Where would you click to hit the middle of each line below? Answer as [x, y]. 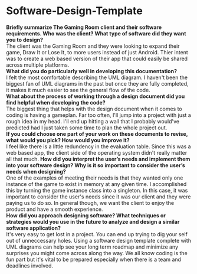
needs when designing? [36, 171]
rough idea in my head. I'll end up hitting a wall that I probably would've [93, 121]
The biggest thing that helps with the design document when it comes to [94, 109]
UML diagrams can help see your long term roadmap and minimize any [92, 247]
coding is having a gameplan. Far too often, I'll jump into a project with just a [99, 115]
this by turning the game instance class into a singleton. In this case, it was [97, 190]
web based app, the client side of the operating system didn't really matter [97, 152]
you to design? [24, 40]
